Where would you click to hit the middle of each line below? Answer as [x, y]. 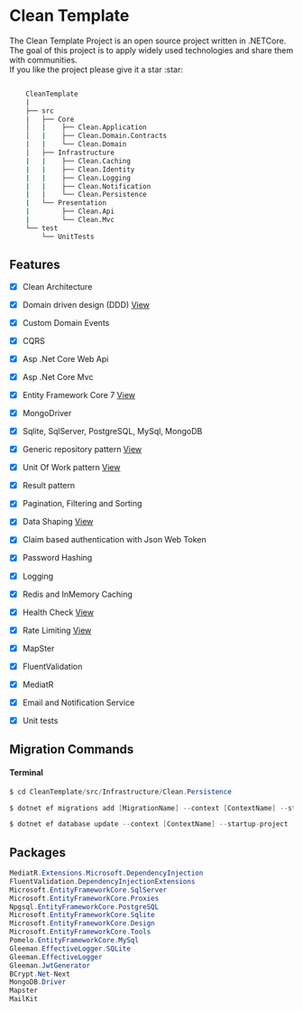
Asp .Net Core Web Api [65, 358]
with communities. [44, 60]
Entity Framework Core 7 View [79, 394]
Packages [37, 853]
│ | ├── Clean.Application [86, 127]
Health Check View [58, 612]
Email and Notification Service [78, 702]
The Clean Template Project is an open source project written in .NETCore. [148, 41]
